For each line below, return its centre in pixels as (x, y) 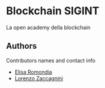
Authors (22, 46)
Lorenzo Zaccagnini (39, 78)
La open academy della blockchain (48, 27)
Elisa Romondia (33, 72)
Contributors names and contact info (51, 60)
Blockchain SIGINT (53, 11)
